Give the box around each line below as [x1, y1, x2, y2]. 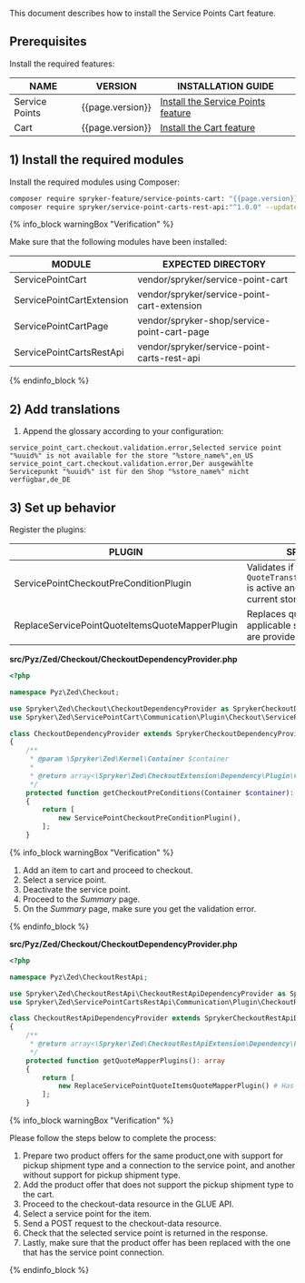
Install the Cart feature [160, 121, 256, 134]
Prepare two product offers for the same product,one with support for [22, 1150, 284, 1161]
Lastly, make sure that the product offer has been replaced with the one [22, 1238, 291, 1248]
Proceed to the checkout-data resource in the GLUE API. [22, 1198, 234, 1209]
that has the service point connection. [22, 1247, 165, 1258]
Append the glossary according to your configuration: [22, 426, 224, 437]
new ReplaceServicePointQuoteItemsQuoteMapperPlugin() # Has [57, 1082, 295, 1091]
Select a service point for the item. [22, 1208, 152, 1218]
